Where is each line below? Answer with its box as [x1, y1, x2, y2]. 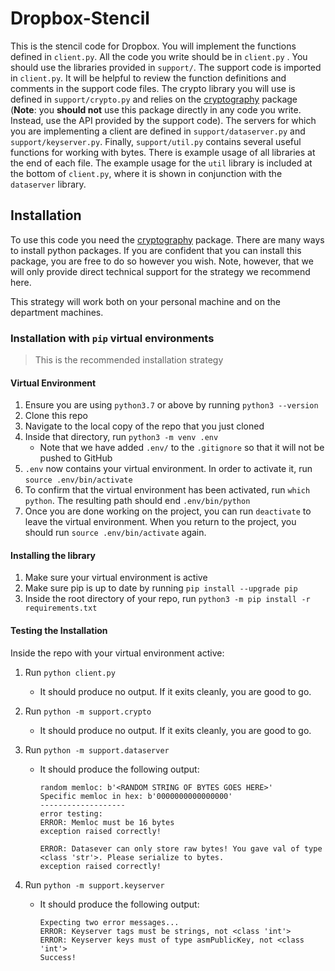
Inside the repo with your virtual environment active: [10, 647, 225, 659]
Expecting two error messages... [39, 917, 180, 927]
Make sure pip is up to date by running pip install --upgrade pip [24, 582, 298, 594]
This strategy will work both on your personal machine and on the [10, 295, 281, 307]
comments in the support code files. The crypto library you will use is [10, 82, 296, 94]
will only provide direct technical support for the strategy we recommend [10, 265, 311, 277]
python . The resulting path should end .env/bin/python [24, 495, 251, 507]
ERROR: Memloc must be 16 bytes [39, 817, 175, 827]
